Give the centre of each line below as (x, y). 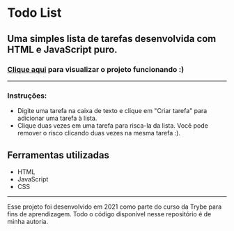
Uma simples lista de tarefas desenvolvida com (112, 39)
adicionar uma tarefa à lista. (57, 118)
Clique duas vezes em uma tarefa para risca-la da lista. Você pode (113, 126)
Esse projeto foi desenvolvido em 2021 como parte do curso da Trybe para (115, 207)
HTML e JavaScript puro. (62, 49)
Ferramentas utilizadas (58, 155)
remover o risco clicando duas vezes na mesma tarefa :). (99, 133)
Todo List (34, 13)
